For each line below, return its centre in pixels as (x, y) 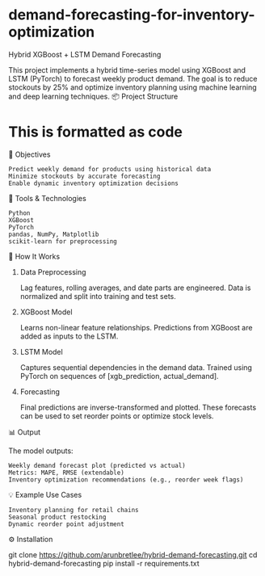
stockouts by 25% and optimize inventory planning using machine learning (132, 87)
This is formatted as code (96, 132)
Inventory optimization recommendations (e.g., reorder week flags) (126, 479)
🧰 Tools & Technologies (47, 198)
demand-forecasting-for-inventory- (132, 15)
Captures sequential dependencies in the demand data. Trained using (136, 367)
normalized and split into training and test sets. (98, 296)
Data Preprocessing (53, 271)
